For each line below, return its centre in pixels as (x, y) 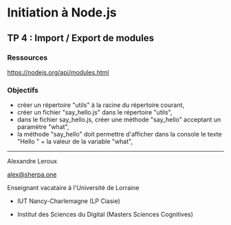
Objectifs (23, 90)
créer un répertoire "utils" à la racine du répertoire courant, (100, 105)
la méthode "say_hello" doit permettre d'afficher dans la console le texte (119, 134)
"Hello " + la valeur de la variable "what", (75, 141)
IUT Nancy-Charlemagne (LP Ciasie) (68, 201)
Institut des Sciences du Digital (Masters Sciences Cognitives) (105, 215)
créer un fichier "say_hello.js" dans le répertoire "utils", (95, 113)
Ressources (27, 58)
